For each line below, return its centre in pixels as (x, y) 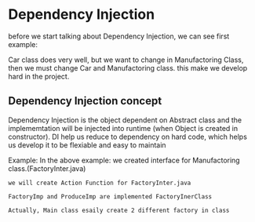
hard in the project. (39, 76)
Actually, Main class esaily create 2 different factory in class (119, 210)
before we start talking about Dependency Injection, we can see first (119, 36)
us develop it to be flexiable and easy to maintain (87, 145)
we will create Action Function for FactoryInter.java (100, 183)
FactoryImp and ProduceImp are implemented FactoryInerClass (110, 197)
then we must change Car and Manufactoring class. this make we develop (128, 67)
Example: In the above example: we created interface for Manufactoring (124, 160)
